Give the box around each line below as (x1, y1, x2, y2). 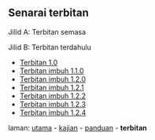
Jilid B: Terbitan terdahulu (8, 42, 92, 52)
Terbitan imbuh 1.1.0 (19, 66, 84, 76)
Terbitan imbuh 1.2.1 (19, 83, 84, 92)
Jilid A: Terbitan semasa (8, 27, 87, 36)
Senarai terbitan (8, 6, 89, 20)
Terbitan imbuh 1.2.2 (19, 90, 87, 101)
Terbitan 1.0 (19, 57, 58, 67)
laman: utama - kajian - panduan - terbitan (8, 123, 147, 132)
